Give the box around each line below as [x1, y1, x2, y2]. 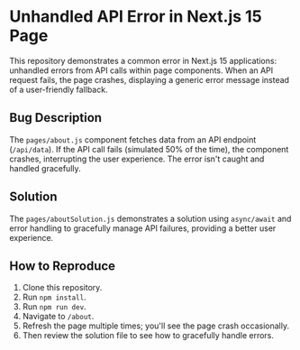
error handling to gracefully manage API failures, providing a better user [9, 223, 277, 234]
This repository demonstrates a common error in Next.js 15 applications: [9, 55, 277, 66]
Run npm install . [22, 291, 87, 303]
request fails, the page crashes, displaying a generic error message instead [9, 74, 290, 85]
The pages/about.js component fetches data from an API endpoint [9, 134, 257, 145]
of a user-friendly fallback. [9, 84, 108, 95]
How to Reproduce [9, 258, 115, 273]
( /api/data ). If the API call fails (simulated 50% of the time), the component [9, 143, 289, 154]
